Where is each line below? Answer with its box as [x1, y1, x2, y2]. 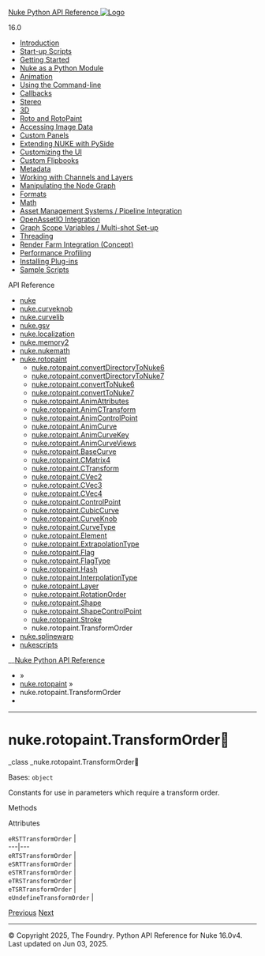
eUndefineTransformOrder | [8, 892, 95, 901]
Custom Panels [19, 130, 69, 140]
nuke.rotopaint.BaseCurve [31, 447, 117, 456]
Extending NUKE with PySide [19, 139, 114, 148]
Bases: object [8, 772, 54, 782]
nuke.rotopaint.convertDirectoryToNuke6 [31, 363, 165, 372]
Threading [19, 232, 54, 240]
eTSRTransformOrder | [8, 884, 77, 894]
